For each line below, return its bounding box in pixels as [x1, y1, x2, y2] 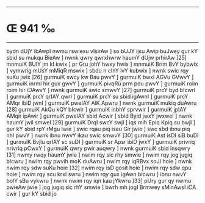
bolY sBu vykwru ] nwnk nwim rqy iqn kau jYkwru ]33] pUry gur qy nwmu [6, 177, 192, 184]
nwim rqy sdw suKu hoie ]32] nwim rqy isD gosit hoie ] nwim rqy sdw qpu [6, 164, 192, 171]
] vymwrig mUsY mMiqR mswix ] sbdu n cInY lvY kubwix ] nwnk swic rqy [6, 66, 189, 74]
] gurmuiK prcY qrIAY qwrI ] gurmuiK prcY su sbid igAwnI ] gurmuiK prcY [6, 93, 189, 100]
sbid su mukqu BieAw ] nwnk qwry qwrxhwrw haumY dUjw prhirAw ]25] [6, 54, 187, 61]
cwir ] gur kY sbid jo [6, 190, 57, 197]
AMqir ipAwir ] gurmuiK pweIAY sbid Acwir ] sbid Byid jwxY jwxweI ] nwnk [6, 112, 193, 119]
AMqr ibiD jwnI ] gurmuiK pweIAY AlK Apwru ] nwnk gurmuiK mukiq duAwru [6, 99, 197, 107]
